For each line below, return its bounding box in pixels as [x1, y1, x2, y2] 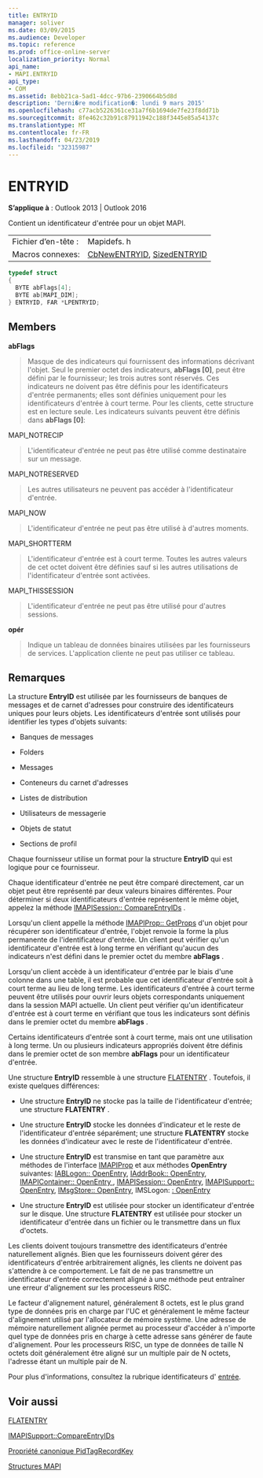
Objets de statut [19, 824, 72, 833]
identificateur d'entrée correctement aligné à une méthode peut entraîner [8, 1275, 245, 1284]
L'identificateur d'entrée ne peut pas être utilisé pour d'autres [27, 601, 226, 610]
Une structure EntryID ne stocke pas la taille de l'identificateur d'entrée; [19, 1096, 253, 1106]
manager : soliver [8, 19, 65, 27]
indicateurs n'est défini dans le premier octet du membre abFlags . [8, 952, 225, 961]
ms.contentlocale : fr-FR [8, 128, 89, 136]
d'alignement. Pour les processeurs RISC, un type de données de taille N [8, 1340, 243, 1350]
